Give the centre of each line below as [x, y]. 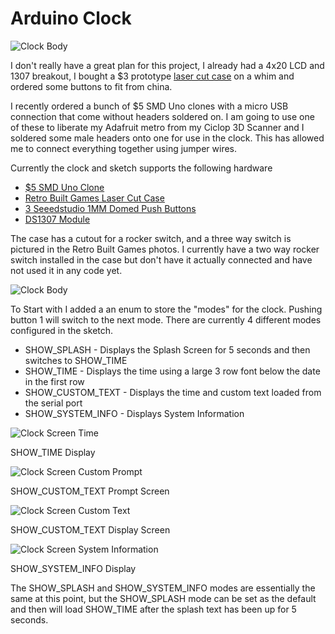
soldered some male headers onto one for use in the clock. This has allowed [167, 138]
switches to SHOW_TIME [76, 360]
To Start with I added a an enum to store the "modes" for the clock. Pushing [166, 309]
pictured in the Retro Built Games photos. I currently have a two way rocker [165, 249]
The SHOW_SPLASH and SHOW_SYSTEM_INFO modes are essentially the [163, 588]
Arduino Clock [71, 18]
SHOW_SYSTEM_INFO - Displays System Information [134, 413]
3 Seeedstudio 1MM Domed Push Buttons [110, 208]
